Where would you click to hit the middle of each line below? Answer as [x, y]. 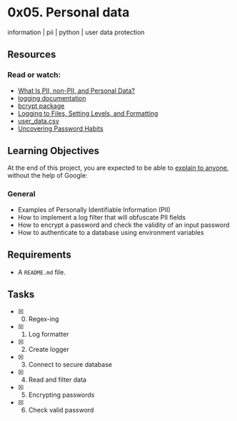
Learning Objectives [54, 151]
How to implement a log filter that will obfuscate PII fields [102, 217]
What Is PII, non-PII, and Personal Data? [76, 91]
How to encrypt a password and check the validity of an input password [123, 225]
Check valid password [61, 410]
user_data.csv [38, 121]
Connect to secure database [70, 365]
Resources [32, 55]
